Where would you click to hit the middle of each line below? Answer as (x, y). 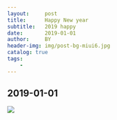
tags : (15, 59)
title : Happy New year (48, 20)
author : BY (29, 40)
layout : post (32, 14)
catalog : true (28, 53)
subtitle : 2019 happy (42, 26)
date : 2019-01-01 (42, 33)
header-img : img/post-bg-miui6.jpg (59, 46)
